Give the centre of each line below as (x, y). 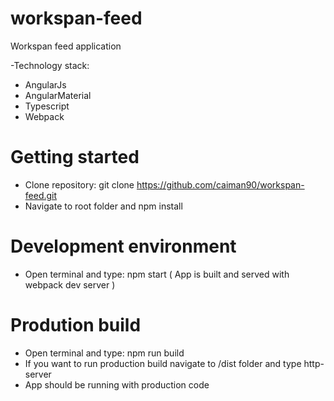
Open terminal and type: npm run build (104, 353)
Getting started (75, 157)
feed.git (41, 195)
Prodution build (76, 325)
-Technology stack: (50, 65)
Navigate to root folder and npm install (103, 206)
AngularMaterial (58, 95)
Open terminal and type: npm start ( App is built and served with (157, 274)
